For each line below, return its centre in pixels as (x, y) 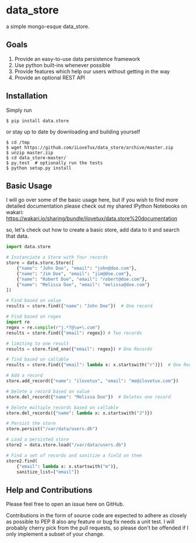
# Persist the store (31, 424)
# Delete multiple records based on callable (62, 407)
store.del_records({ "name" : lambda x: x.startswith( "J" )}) (79, 413)
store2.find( (22, 461)
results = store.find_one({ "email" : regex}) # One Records (79, 349)
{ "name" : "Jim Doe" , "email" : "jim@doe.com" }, (74, 274)
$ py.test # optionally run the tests (55, 163)
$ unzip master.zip (30, 153)
